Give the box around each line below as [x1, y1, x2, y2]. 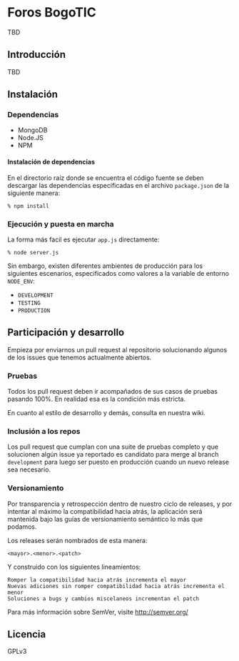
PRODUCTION [17, 307, 51, 314]
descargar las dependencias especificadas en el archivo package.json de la [7, 181, 230, 189]
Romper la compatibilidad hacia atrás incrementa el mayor [7, 576, 187, 583]
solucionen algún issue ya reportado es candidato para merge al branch [7, 450, 219, 459]
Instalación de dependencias [7, 158, 95, 167]
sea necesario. [7, 465, 51, 474]
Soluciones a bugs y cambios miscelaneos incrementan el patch [7, 595, 200, 602]
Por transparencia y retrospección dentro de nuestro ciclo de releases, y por [7, 500, 233, 508]
